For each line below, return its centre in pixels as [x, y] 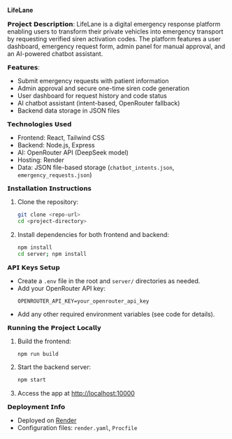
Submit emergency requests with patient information [93, 81]
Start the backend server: [54, 367]
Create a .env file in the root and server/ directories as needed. [109, 281]
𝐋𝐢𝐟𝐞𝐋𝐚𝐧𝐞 [20, 10]
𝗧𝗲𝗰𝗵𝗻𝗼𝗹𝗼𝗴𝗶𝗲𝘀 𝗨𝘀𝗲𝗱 [39, 124]
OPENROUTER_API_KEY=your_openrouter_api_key [83, 301]
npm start [32, 380]
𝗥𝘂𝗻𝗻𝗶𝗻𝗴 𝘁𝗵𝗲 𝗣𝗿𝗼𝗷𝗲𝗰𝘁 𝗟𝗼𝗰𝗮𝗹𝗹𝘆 [54, 327]
